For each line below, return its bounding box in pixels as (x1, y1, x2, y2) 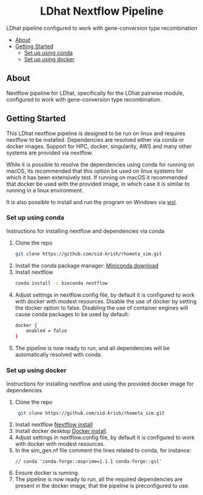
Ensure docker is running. (15, 469, 80, 477)
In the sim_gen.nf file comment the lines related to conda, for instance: (15, 447, 191, 454)
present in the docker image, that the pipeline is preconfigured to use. (15, 482, 190, 490)
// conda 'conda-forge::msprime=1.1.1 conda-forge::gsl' (15, 459, 162, 465)
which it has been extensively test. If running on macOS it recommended (6, 173, 188, 181)
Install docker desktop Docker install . (15, 427, 108, 435)
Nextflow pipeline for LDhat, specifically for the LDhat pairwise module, (6, 89, 185, 97)
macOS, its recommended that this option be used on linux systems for (6, 167, 184, 175)
